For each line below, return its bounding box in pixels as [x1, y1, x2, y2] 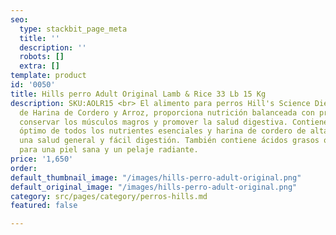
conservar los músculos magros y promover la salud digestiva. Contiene [19, 117, 329, 127]
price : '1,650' [10, 154, 74, 164]
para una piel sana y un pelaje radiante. [19, 145, 199, 155]
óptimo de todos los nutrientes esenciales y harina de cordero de [19, 126, 307, 136]
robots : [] [19, 52, 65, 62]
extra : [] [19, 61, 60, 71]
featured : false [10, 201, 78, 211]
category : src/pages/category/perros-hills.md [10, 191, 208, 201]
